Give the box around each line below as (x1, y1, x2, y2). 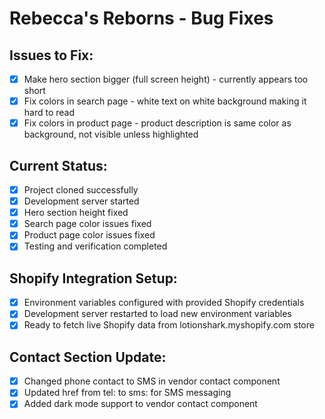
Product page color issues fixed (23, 229, 156, 241)
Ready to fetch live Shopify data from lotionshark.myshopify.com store (23, 319, 315, 331)
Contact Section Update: (9, 348, 167, 366)
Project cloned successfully (23, 184, 139, 196)
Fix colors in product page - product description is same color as (23, 117, 292, 129)
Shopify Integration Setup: (9, 270, 178, 287)
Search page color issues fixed (23, 218, 152, 230)
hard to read (23, 107, 76, 119)
